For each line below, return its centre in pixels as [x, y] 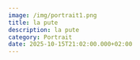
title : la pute [33, 23]
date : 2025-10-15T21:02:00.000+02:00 [70, 44]
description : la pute [44, 30]
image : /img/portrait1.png [53, 15]
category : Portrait [40, 37]
